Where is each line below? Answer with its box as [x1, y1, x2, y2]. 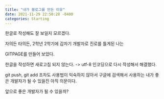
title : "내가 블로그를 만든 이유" [5, 7, 65, 12]
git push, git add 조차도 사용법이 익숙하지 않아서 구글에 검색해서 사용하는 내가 [5, 72, 154, 78]
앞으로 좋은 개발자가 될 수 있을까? [5, 89, 69, 95]
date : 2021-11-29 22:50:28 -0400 [5, 12, 73, 17]
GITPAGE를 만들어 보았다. [5, 51, 55, 57]
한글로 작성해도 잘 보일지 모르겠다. [5, 30, 70, 36]
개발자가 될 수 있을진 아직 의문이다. [10, 78, 77, 84]
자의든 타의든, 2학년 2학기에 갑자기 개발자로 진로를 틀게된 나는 [5, 41, 124, 47]
